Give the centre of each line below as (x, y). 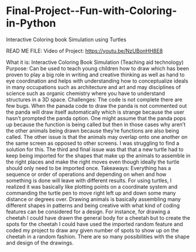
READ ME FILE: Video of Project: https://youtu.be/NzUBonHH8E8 (85, 50)
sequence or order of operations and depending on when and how (86, 174)
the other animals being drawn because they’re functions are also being (93, 131)
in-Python (31, 23)
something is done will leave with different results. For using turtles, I (89, 181)
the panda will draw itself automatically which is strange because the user (95, 112)
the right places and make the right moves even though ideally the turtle (93, 162)
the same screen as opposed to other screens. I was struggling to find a (93, 143)
